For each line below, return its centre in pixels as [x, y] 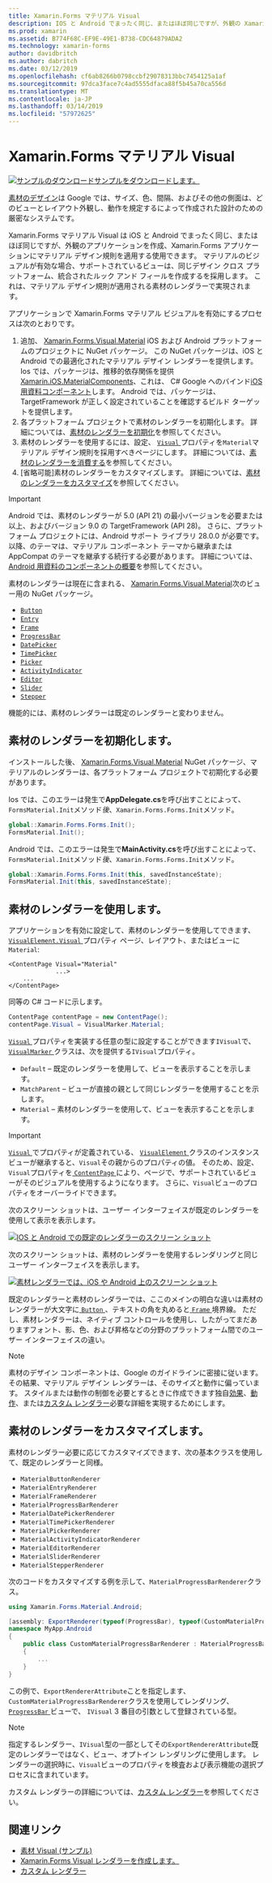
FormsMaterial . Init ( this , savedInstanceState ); [90, 882]
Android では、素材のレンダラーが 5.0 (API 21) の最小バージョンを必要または [136, 515]
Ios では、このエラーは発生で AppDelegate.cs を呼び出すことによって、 [127, 799]
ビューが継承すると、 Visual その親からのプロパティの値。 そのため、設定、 [134, 1162]
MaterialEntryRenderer [58, 1488]
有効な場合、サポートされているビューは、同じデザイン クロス [140, 265]
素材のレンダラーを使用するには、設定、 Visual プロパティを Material [136, 442]
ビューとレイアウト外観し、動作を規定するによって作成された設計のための [139, 208]
